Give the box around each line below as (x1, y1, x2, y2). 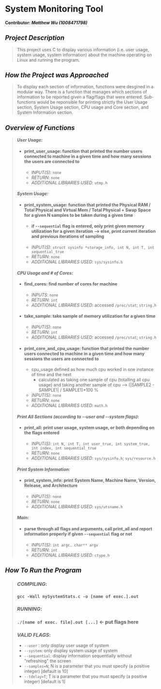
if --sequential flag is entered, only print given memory (31, 223, 145, 229)
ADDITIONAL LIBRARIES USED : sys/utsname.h (31, 503, 123, 510)
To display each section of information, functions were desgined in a (16, 84, 154, 90)
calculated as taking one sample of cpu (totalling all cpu (38, 377, 150, 383)
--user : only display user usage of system (24, 642, 109, 648)
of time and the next (31, 372, 72, 378)
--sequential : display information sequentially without (24, 653, 132, 658)
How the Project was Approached (5, 71, 109, 79)
